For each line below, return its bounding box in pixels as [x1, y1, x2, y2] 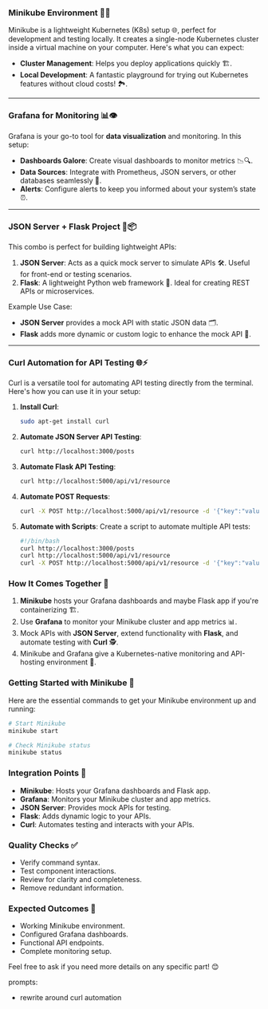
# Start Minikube [8, 719, 66, 727]
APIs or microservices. [19, 286, 95, 296]
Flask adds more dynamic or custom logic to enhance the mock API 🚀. [19, 329, 251, 338]
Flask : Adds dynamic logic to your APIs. [19, 811, 152, 821]
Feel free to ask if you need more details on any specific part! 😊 [8, 962, 219, 972]
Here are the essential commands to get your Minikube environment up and [8, 696, 257, 705]
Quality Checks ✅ [8, 839, 78, 850]
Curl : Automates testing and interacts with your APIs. [19, 819, 195, 829]
